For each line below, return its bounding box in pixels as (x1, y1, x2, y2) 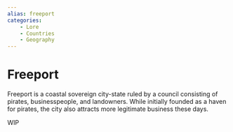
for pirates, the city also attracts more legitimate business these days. (7, 105, 209, 113)
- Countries (20, 29, 55, 37)
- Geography (20, 37, 55, 44)
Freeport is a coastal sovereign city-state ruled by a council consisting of (7, 90, 218, 98)
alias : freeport (7, 10, 55, 18)
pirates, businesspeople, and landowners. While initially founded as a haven (7, 98, 227, 106)
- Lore (20, 23, 39, 30)
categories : (7, 17, 42, 24)
